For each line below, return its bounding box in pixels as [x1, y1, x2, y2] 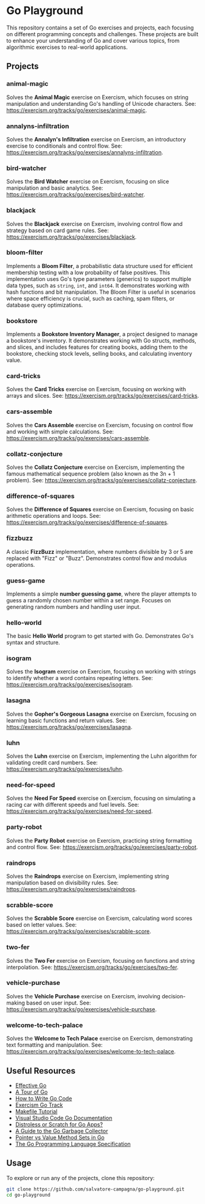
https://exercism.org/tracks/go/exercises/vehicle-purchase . [6, 1005, 157, 1013]
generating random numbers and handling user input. [6, 603, 141, 610]
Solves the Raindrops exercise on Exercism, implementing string [6, 872, 170, 880]
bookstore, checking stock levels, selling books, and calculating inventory [6, 350, 193, 357]
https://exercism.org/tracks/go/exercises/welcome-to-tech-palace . [6, 1048, 176, 1055]
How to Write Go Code [15, 1094, 72, 1102]
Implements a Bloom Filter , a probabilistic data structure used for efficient [6, 262, 193, 269]
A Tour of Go [15, 1088, 48, 1096]
